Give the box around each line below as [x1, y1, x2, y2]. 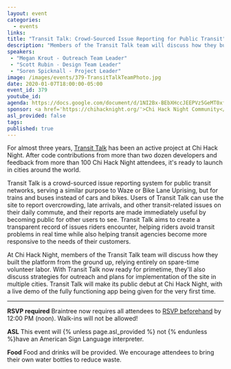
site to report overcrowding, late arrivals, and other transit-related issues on [7, 201, 221, 210]
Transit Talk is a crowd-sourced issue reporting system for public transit [7, 179, 211, 188]
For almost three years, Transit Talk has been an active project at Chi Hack [7, 144, 218, 152]
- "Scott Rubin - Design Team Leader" [10, 61, 122, 68]
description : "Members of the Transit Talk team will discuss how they [7, 42, 217, 49]
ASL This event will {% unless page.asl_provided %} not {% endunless [7, 328, 208, 336]
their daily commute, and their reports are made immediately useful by [7, 208, 206, 216]
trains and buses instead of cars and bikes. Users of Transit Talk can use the [7, 194, 224, 202]
